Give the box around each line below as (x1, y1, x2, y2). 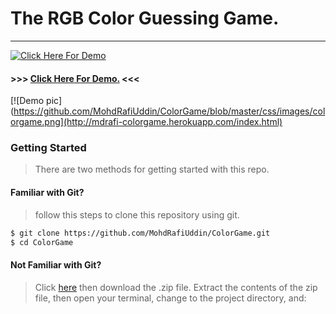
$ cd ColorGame (10, 237, 74, 247)
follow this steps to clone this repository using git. (34, 208, 240, 221)
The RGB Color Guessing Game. (10, 7, 280, 30)
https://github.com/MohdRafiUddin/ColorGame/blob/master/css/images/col (13, 105, 326, 117)
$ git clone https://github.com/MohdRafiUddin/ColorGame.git (10, 228, 271, 238)
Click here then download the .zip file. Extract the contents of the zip (34, 281, 318, 293)
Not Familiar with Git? (10, 258, 102, 271)
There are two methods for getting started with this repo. (34, 163, 270, 176)
